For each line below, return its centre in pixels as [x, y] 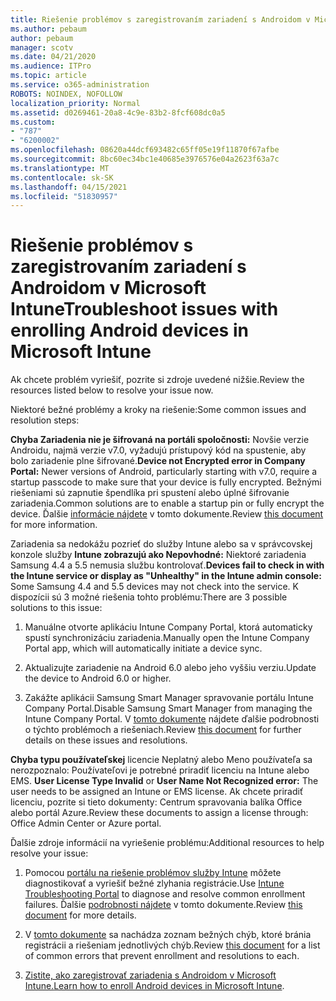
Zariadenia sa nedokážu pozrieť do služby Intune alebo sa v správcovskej [161, 544]
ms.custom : [33, 122]
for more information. [54, 525]
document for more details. [80, 915]
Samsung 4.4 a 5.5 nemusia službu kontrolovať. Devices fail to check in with [167, 565]
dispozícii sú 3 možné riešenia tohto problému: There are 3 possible [149, 597]
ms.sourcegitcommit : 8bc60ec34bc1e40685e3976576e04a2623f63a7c [145, 159]
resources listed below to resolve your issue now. [112, 390]
